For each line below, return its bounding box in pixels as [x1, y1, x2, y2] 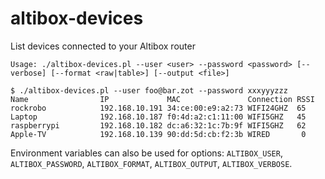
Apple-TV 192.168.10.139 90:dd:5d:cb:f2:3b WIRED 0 [10, 129, 307, 139]
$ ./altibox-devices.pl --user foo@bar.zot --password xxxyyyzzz [10, 85, 288, 96]
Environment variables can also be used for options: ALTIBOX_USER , [10, 147, 283, 159]
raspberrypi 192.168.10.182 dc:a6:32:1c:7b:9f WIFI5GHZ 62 [10, 120, 307, 131]
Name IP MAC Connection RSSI [10, 94, 315, 104]
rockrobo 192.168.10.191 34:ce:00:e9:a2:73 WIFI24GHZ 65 [10, 103, 307, 113]
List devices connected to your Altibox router [10, 40, 196, 52]
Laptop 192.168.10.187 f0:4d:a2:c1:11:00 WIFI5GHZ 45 [10, 112, 307, 122]
